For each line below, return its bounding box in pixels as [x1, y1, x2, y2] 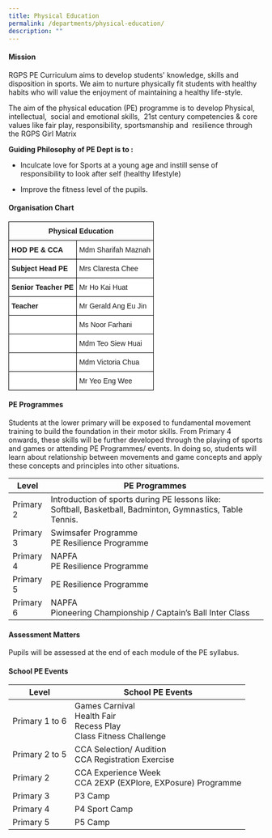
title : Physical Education [8, 11, 100, 20]
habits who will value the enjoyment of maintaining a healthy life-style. [8, 87, 243, 97]
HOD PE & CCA [11, 245, 63, 254]
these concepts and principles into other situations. [8, 461, 180, 470]
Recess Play [74, 721, 121, 732]
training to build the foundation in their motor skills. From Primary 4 [8, 426, 232, 436]
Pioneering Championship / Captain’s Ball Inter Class [50, 606, 250, 618]
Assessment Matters [8, 629, 81, 640]
